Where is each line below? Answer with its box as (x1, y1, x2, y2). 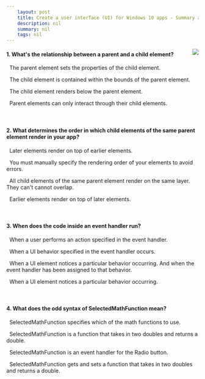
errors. (6, 165, 23, 172)
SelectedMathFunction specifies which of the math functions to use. (9, 318, 181, 326)
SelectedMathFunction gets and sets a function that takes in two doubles (9, 360, 193, 367)
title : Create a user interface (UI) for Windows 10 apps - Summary (17, 15, 195, 21)
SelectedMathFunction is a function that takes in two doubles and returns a (9, 330, 198, 337)
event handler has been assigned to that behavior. (6, 266, 132, 273)
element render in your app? (6, 133, 80, 141)
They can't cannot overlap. (6, 183, 74, 191)
